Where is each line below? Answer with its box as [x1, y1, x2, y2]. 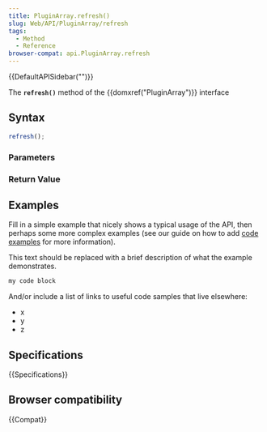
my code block [8, 277, 57, 285]
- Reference [15, 42, 57, 50]
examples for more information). [8, 237, 116, 247]
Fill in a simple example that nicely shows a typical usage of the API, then [8, 220, 252, 229]
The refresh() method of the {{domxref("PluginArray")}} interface [8, 88, 230, 97]
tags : [8, 27, 27, 35]
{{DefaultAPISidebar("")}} [8, 72, 94, 81]
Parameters [8, 152, 55, 163]
